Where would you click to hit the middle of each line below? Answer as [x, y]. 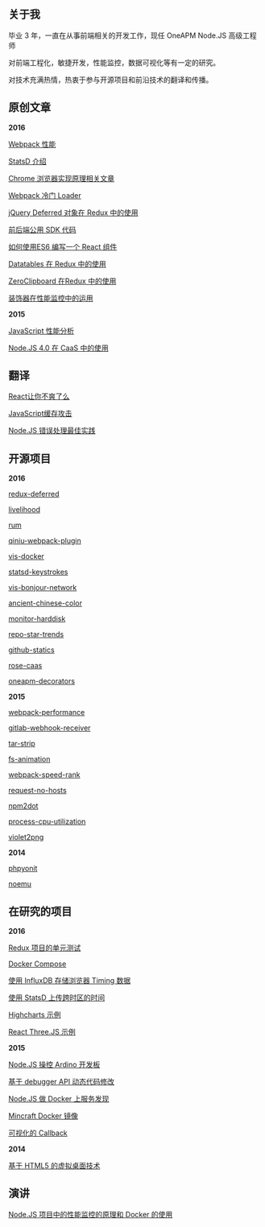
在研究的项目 [40, 911]
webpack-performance [47, 713]
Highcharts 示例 [35, 1015]
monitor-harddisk [37, 619]
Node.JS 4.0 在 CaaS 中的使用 [58, 348]
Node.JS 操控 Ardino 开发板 [54, 1064]
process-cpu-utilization [47, 822]
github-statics [31, 650]
